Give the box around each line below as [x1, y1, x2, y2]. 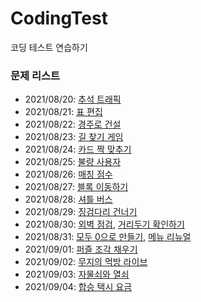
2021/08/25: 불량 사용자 [24, 156, 122, 168]
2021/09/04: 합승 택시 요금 [24, 281, 133, 293]
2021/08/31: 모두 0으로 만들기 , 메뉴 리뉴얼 [24, 231, 192, 243]
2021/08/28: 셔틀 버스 [24, 193, 113, 206]
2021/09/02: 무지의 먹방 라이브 [24, 256, 148, 268]
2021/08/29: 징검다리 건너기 [24, 206, 138, 218]
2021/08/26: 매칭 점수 [24, 168, 113, 181]
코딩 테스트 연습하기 [10, 41, 88, 53]
